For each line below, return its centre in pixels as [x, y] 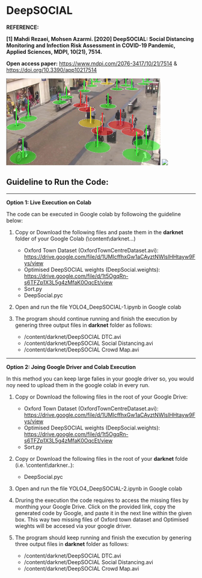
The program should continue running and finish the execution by [96, 318]
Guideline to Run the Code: [57, 182]
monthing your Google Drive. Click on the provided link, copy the [95, 506]
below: [14, 220]
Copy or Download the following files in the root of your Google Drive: [101, 397]
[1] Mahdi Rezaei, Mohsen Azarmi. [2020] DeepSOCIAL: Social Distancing [100, 39]
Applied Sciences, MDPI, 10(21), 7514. [54, 51]
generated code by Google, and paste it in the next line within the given [103, 513]
